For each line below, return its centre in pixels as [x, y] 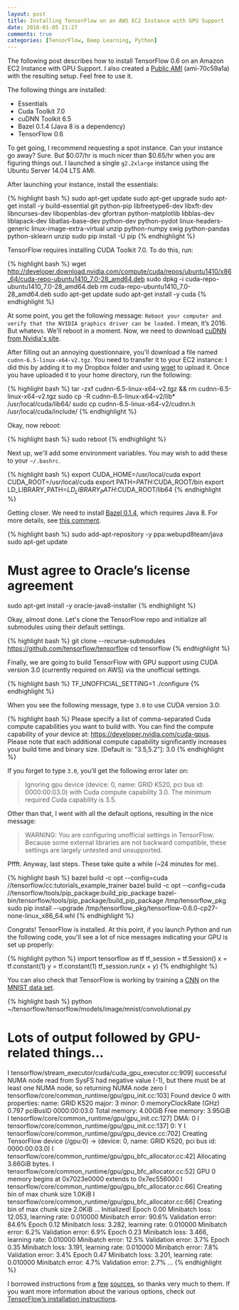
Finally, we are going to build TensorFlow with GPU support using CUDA [113, 662]
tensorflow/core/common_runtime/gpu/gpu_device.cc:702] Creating [107, 1133]
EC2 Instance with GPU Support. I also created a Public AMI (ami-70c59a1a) [118, 69]
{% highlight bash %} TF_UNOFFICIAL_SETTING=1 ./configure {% [103, 683]
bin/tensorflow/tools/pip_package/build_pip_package [85, 900]
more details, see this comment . [54, 520]
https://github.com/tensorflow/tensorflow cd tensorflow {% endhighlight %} [119, 648]
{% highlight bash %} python [50, 1001]
